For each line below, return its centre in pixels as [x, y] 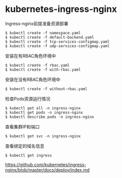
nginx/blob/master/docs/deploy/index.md [48, 170]
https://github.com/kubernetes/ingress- [46, 165]
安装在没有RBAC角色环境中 [33, 79]
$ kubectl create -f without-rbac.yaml [46, 89]
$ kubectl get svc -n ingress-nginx [43, 136]
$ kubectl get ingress [29, 155]
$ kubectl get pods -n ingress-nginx [44, 112]
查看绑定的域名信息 [25, 146]
